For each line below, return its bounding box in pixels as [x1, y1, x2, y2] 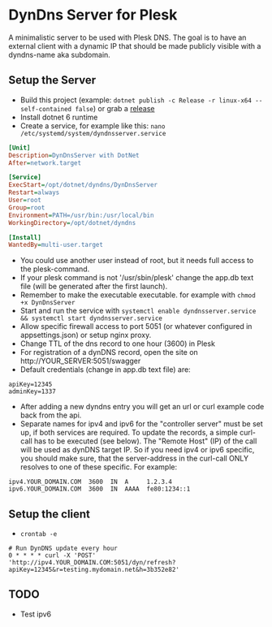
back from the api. [19, 410, 82, 420]
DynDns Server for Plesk [8, 6, 178, 24]
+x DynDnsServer [19, 299, 76, 307]
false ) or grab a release [75, 103, 155, 113]
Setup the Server [8, 73, 96, 87]
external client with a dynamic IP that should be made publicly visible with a [8, 41, 261, 50]
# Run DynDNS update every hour [8, 544, 118, 553]
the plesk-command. [19, 264, 90, 274]
